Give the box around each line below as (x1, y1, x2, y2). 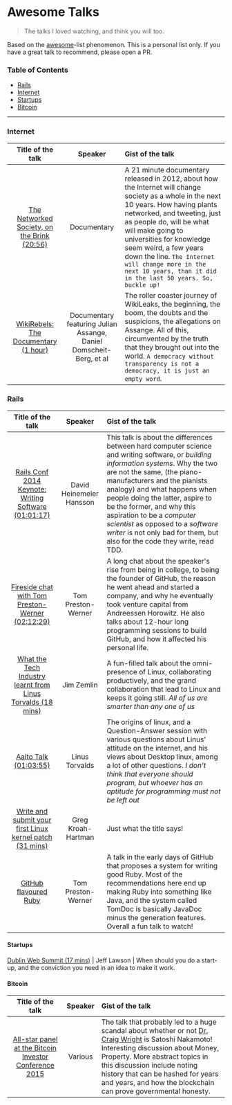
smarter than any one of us (106, 701, 195, 711)
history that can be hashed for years (101, 1069, 219, 1079)
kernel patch (11, 832, 53, 842)
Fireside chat (11, 582, 53, 592)
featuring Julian (66, 319, 117, 329)
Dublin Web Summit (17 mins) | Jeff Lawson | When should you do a (7, 956, 200, 964)
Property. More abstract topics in (101, 1052, 209, 1061)
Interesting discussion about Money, (101, 1043, 220, 1053)
